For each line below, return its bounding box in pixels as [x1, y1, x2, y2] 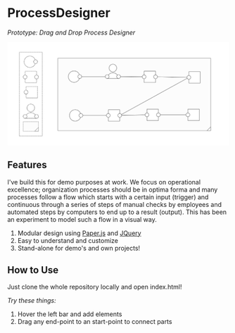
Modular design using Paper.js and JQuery [17, 229, 142, 237]
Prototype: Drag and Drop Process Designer [7, 28, 136, 37]
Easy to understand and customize [17, 236, 118, 244]
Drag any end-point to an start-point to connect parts [17, 318, 172, 326]
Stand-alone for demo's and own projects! [17, 244, 141, 252]
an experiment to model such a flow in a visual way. [7, 215, 157, 223]
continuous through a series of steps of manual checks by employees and [7, 200, 222, 208]
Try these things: [7, 296, 56, 305]
